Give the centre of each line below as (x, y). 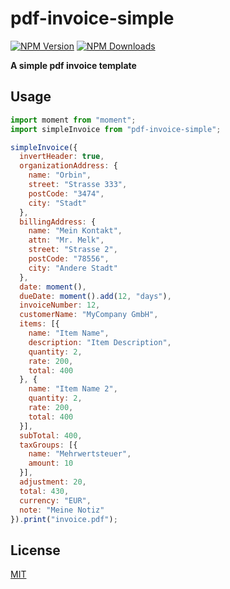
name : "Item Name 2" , (73, 389)
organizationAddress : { (68, 166)
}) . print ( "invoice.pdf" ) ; (64, 519)
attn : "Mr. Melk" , (66, 240)
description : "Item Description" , (100, 342)
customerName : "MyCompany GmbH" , (89, 315)
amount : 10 (51, 463)
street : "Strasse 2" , (73, 250)
